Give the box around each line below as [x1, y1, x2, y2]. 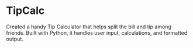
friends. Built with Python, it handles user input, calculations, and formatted [6, 29, 188, 36]
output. [6, 35, 23, 42]
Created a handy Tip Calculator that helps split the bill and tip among [6, 23, 171, 30]
